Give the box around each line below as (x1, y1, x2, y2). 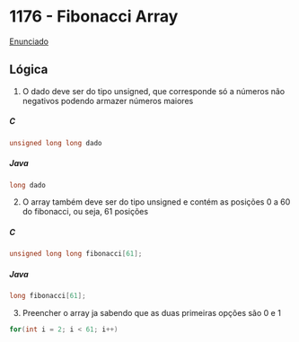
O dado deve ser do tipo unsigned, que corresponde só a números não (22, 85, 286, 96)
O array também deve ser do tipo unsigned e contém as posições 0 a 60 (22, 197, 291, 207)
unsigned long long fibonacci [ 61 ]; (9, 250, 143, 259)
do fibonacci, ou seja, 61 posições (22, 206, 149, 217)
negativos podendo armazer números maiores (22, 95, 194, 106)
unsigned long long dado (9, 138, 102, 147)
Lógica (9, 62, 48, 77)
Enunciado (9, 36, 49, 47)
